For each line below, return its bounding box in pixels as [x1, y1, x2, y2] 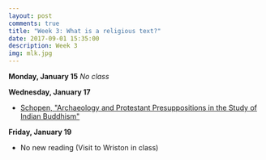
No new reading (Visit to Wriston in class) [19, 143, 159, 152]
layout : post [8, 11, 53, 20]
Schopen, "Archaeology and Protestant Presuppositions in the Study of [19, 103, 258, 112]
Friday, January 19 [8, 127, 72, 137]
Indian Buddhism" [19, 112, 80, 121]
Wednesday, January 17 [8, 87, 91, 97]
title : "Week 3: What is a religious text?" [8, 27, 161, 35]
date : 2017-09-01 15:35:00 [8, 34, 100, 43]
